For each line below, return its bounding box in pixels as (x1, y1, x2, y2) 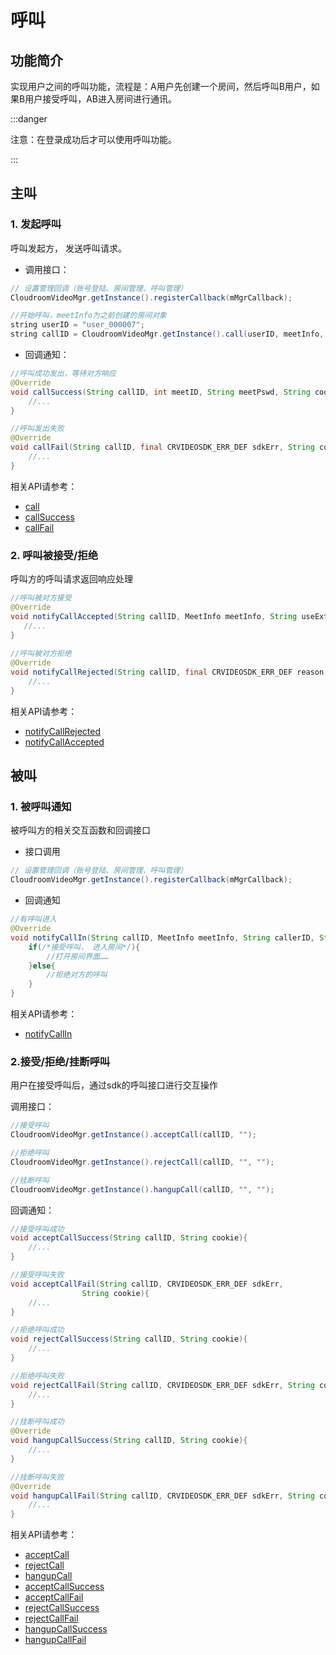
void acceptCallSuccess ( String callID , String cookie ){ (10, 1233, 248, 1243)
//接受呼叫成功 (10, 1224, 65, 1234)
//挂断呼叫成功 (10, 1417, 65, 1427)
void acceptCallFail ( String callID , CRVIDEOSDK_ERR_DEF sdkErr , (10, 1279, 284, 1289)
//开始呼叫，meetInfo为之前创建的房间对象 (10, 311, 167, 321)
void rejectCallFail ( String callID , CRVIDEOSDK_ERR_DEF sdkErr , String (10, 1380, 315, 1390)
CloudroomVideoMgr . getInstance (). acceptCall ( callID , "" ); (10, 1130, 257, 1140)
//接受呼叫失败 (10, 1270, 65, 1280)
